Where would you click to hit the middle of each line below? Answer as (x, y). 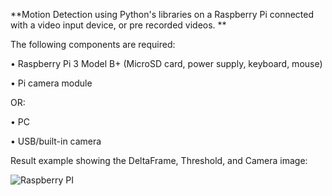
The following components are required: (93, 44)
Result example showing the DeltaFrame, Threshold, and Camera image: (159, 160)
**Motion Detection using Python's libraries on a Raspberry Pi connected (162, 14)
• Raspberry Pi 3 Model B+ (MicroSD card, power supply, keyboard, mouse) (166, 63)
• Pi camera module (51, 83)
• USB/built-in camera (56, 141)
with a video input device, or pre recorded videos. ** (118, 25)
